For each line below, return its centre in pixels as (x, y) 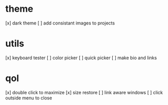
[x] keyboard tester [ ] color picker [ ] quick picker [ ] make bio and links (81, 58)
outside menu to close (29, 98)
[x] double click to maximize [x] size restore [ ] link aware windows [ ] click (84, 92)
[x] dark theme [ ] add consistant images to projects (60, 23)
